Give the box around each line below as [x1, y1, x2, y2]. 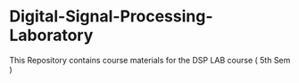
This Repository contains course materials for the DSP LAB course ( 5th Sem [9, 54, 291, 65]
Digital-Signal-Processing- [9, 6, 213, 27]
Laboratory [9, 25, 94, 46]
